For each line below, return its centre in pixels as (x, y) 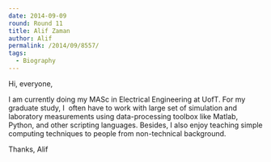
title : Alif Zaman (39, 31)
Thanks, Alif (28, 149)
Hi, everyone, (31, 83)
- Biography (36, 61)
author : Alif (30, 38)
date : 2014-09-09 (38, 16)
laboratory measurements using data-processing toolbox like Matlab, (123, 116)
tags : (17, 53)
